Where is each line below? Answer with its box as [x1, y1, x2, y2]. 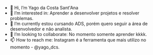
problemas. [10, 15, 34, 21]
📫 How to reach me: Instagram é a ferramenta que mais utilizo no [10, 37, 146, 42]
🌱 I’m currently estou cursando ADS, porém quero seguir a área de [10, 20, 148, 26]
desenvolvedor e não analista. [10, 26, 72, 32]
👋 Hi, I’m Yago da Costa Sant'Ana [10, 5, 79, 10]
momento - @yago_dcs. [10, 44, 60, 50]
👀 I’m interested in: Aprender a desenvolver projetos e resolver [10, 10, 139, 16]
